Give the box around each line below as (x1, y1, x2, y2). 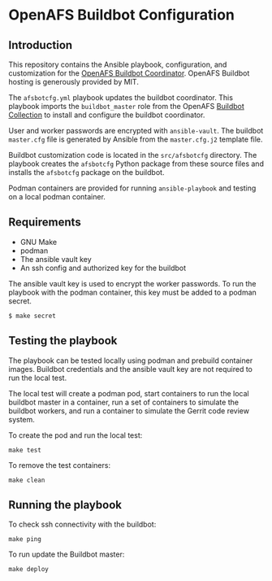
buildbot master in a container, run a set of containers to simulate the (8, 397, 240, 407)
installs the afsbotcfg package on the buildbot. (8, 168, 165, 177)
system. (8, 414, 35, 424)
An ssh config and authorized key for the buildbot (19, 263, 187, 273)
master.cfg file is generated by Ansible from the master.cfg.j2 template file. (8, 134, 263, 144)
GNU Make (19, 237, 58, 247)
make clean (8, 476, 45, 484)
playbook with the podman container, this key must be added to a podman (8, 287, 257, 297)
